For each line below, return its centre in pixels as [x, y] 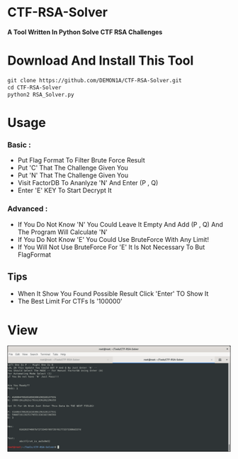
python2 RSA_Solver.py [41, 94]
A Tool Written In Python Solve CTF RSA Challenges [85, 32]
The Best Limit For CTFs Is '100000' [70, 302]
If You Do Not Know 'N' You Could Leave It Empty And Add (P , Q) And [120, 224]
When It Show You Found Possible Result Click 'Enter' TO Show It [113, 294]
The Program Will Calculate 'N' [62, 232]
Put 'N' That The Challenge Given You [73, 175]
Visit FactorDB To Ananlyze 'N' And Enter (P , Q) [88, 183]
